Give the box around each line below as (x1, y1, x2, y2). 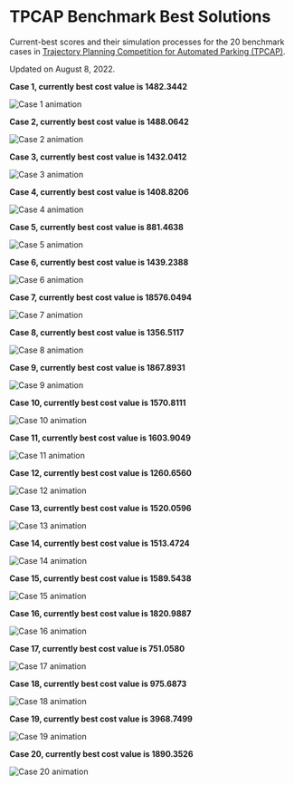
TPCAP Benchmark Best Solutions (9, 6, 271, 27)
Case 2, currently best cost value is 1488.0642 (9, 116, 189, 127)
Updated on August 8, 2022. (9, 63, 116, 74)
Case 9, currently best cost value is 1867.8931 (9, 362, 185, 373)
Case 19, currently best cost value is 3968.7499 (9, 713, 193, 724)
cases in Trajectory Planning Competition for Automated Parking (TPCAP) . (9, 45, 286, 56)
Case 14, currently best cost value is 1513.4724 (9, 538, 190, 548)
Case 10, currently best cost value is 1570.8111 (9, 397, 186, 408)
